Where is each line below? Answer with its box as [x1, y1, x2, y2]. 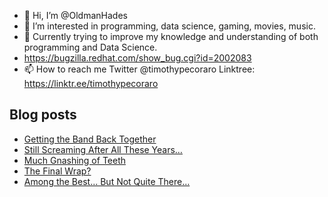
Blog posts [9, 106, 77, 124]
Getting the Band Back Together [23, 133, 157, 145]
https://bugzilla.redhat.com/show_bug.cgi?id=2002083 [23, 52, 252, 64]
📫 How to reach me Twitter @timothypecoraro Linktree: [23, 63, 256, 75]
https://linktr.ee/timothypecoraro [23, 78, 159, 89]
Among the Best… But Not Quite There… [23, 175, 191, 187]
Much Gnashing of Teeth [23, 154, 127, 166]
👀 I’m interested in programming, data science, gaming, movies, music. [23, 20, 316, 32]
